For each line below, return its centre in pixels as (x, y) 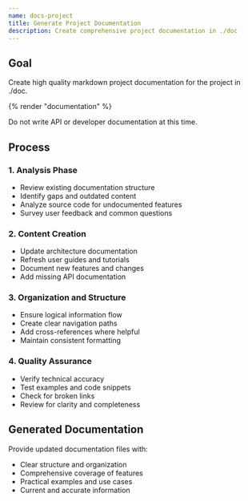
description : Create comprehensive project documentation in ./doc (123, 30)
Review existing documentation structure (87, 187)
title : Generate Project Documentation (75, 23)
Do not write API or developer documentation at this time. (103, 122)
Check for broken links (57, 396)
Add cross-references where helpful (80, 332)
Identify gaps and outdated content (78, 196)
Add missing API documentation (73, 277)
